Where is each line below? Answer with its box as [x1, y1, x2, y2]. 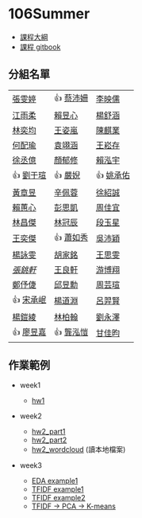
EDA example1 [31, 476, 79, 485]
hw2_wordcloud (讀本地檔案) [31, 444, 126, 454]
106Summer [8, 5, 90, 23]
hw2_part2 [31, 435, 67, 445]
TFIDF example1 [31, 484, 84, 494]
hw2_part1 [31, 426, 66, 436]
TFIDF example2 [31, 492, 86, 502]
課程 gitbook [19, 41, 61, 52]
